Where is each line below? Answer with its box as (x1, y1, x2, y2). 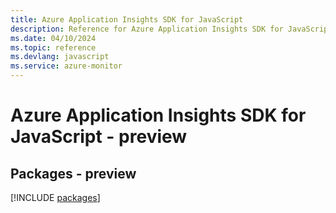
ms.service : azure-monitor (10, 61, 123, 71)
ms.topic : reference (10, 42, 97, 53)
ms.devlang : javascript (10, 52, 110, 62)
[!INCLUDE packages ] (10, 192, 101, 203)
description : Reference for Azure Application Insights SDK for (10, 24, 284, 34)
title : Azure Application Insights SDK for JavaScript (10, 14, 244, 25)
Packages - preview (10, 165, 137, 182)
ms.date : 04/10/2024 (10, 33, 97, 43)
